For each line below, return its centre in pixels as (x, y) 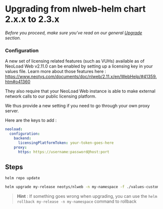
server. (12, 111)
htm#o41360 (18, 82)
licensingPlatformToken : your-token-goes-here (66, 143)
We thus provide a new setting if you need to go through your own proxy (77, 106)
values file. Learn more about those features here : (56, 71)
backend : (23, 138)
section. (13, 38)
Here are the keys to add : (31, 121)
